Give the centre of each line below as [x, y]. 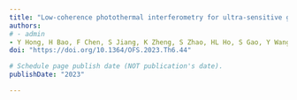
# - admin [27, 34]
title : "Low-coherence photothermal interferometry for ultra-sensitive [146, 17]
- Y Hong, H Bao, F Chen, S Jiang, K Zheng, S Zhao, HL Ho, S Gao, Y [140, 42]
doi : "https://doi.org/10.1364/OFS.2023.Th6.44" [100, 50]
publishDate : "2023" [47, 75]
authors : [25, 26]
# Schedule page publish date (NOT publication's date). [116, 66]
